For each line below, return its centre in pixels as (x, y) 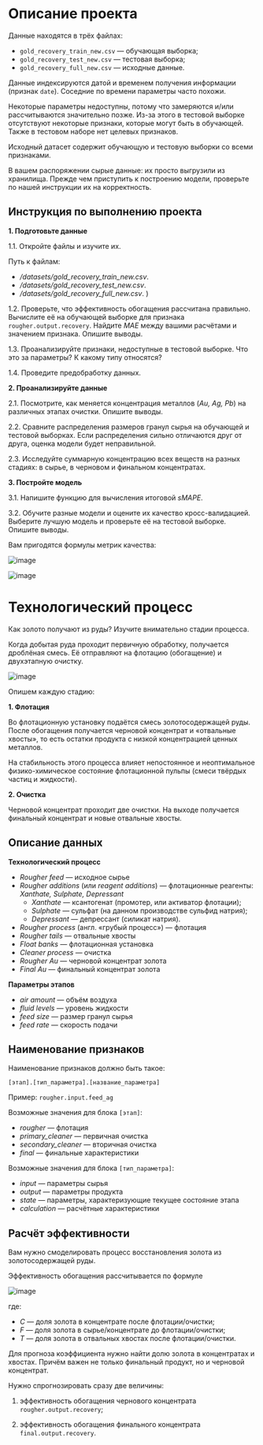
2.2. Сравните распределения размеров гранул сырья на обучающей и (129, 427)
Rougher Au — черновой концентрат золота (93, 961)
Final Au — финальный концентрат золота (90, 969)
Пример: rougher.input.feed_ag (61, 1097)
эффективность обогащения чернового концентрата (108, 1401)
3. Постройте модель (45, 482)
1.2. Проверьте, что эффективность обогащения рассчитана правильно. (129, 309)
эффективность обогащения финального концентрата (110, 1425)
